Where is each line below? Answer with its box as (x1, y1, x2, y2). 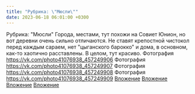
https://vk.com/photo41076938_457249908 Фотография (6, 68, 146, 76)
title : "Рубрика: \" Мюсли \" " (6, 8, 78, 15)
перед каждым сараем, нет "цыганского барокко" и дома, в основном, (6, 43, 188, 51)
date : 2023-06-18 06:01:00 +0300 (6, 14, 89, 20)
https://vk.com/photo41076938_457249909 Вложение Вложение (6, 75, 168, 82)
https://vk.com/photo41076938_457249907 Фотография (6, 62, 146, 69)
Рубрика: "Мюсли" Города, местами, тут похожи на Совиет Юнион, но (6, 30, 186, 37)
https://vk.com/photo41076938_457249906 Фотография (6, 56, 146, 63)
